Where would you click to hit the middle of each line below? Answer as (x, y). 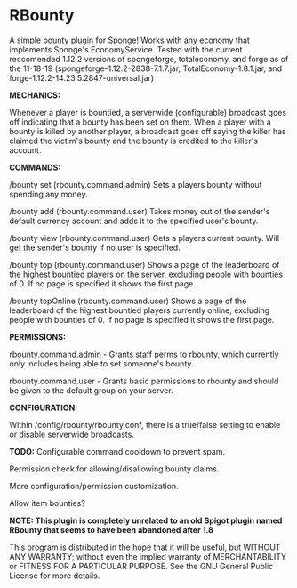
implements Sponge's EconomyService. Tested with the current (126, 49)
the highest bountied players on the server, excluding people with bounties (146, 274)
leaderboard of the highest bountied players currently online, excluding (140, 310)
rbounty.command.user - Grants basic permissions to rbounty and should (144, 381)
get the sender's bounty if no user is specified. (95, 247)
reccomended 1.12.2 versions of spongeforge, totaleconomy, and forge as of (149, 59)
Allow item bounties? (48, 503)
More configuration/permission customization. (94, 486)
